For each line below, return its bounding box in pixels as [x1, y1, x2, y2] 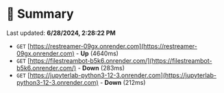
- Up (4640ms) [75, 49, 119, 57]
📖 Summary [6, 6, 74, 22]
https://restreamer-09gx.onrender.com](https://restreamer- [29, 42, 198, 50]
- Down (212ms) [99, 78, 146, 86]
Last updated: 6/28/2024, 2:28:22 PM [6, 29, 116, 37]
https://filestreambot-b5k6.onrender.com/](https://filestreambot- [29, 56, 212, 64]
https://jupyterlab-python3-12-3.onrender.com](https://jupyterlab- [29, 71, 217, 79]
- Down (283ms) [77, 64, 125, 72]
